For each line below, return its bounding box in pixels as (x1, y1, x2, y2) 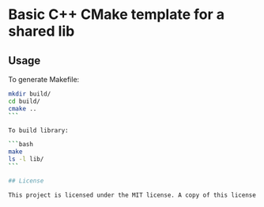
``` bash (8, 141, 34, 149)
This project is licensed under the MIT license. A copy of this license (8, 191, 257, 199)
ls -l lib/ (8, 156, 44, 164)
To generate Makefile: (8, 75, 80, 84)
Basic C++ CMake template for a (8, 6, 225, 24)
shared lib (8, 22, 75, 40)
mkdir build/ (8, 90, 51, 98)
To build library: (8, 126, 69, 134)
